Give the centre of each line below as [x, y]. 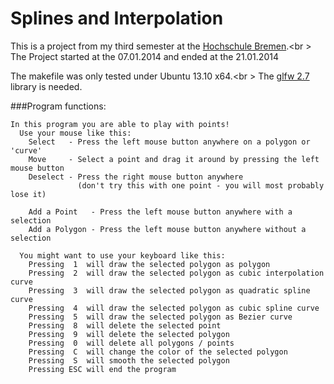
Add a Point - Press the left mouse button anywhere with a [160, 212]
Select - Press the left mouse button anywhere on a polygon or [169, 142]
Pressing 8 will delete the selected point [125, 325]
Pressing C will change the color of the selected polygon [158, 352]
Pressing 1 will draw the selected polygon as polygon [149, 264]
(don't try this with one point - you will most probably [201, 185]
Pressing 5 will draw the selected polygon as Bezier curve [160, 317]
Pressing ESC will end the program [102, 369]
